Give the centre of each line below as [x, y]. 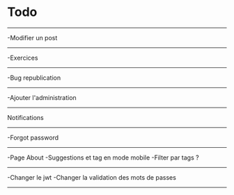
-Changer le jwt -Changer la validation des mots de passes [92, 177]
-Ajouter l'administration [42, 97]
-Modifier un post [32, 37]
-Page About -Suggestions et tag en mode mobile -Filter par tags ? [103, 158]
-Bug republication [34, 78]
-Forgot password [33, 137]
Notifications [25, 117]
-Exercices [23, 58]
